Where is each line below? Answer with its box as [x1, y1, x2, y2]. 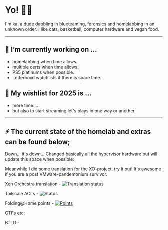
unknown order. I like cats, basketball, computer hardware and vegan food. [5, 26, 159, 32]
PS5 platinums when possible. [12, 69, 75, 75]
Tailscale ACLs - [5, 191, 39, 197]
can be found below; [5, 137, 70, 146]
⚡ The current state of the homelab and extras [5, 127, 151, 136]
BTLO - [5, 220, 20, 226]
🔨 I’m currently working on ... [5, 45, 97, 54]
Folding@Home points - [5, 200, 54, 206]
